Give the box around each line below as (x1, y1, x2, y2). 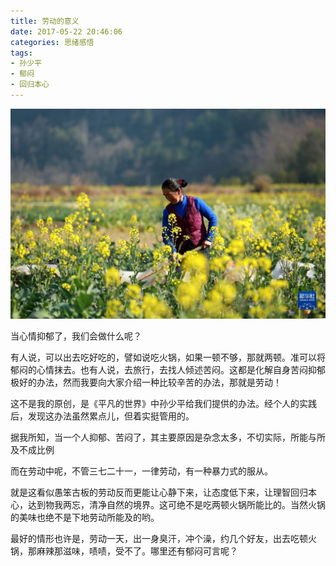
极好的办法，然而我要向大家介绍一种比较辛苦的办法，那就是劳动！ (10, 376, 282, 388)
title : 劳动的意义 (10, 16, 80, 26)
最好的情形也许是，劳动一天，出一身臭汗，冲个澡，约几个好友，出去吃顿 (10, 532, 308, 544)
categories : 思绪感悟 (10, 37, 95, 47)
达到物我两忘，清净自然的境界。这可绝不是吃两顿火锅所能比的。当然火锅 (27, 498, 326, 510)
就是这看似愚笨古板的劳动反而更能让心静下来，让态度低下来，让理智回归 (10, 486, 308, 498)
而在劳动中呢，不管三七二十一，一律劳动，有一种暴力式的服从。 (10, 465, 273, 477)
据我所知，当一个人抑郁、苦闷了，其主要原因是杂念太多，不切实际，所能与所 (10, 431, 326, 443)
